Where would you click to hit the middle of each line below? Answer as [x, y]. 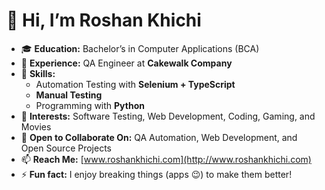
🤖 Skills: [38, 73]
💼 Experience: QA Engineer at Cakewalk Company [126, 63]
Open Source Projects [66, 148]
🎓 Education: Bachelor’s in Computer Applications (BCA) [140, 48]
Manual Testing [69, 95]
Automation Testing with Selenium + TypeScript [135, 84]
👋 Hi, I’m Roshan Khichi [104, 20]
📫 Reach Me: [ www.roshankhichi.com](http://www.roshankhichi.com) [166, 159]
